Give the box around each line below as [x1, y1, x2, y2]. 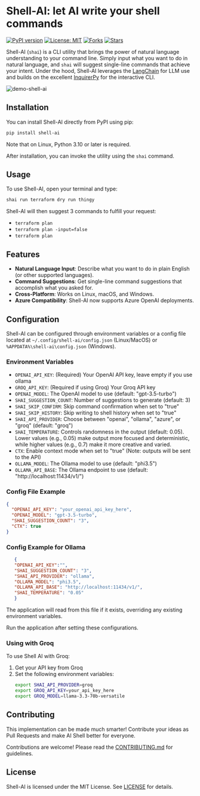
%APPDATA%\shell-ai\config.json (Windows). [6, 342, 116, 350]
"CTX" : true [11, 524, 42, 530]
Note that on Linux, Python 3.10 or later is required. [6, 140, 131, 147]
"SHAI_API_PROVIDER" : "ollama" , [14, 573, 95, 579]
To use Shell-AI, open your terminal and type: [6, 185, 118, 192]
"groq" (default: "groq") [14, 422, 73, 429]
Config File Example [6, 488, 66, 496]
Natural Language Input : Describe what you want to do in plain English [14, 265, 190, 272]
